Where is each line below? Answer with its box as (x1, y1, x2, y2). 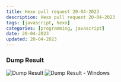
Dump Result (6, 56, 44, 64)
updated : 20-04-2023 (6, 36, 58, 42)
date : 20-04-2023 (6, 31, 49, 37)
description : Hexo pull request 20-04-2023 (6, 14, 116, 20)
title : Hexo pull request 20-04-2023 (6, 8, 100, 15)
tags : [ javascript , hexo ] (6, 20, 70, 26)
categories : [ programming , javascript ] (6, 25, 105, 31)
